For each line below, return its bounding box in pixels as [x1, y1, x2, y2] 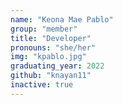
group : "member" [10, 24, 78, 34]
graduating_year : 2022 [10, 61, 105, 71]
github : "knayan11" [10, 71, 92, 81]
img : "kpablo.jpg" [10, 52, 87, 62]
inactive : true [10, 80, 74, 90]
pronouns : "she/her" [10, 42, 97, 53]
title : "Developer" [10, 33, 92, 43]
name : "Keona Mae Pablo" [10, 14, 114, 25]
